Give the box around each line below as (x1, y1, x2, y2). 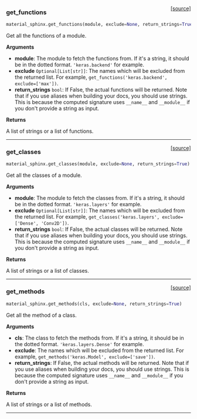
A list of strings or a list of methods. (6, 401, 93, 408)
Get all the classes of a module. (6, 172, 82, 179)
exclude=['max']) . (14, 80, 59, 87)
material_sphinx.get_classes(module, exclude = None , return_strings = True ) (6, 161, 191, 167)
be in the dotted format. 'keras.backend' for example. (14, 61, 145, 68)
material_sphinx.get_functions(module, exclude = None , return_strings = (6, 22, 182, 28)
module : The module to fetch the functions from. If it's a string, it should (14, 55, 189, 62)
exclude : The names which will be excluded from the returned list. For (14, 347, 184, 354)
